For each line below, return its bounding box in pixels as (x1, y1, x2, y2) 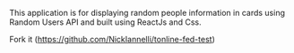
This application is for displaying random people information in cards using (9, 8, 285, 18)
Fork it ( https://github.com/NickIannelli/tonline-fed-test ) (9, 34, 215, 44)
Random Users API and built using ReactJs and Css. (9, 17, 202, 27)
